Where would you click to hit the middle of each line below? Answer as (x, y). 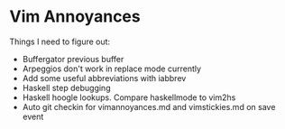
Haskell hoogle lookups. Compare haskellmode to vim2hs (129, 97)
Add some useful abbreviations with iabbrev (104, 78)
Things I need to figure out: (60, 41)
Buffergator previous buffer (73, 59)
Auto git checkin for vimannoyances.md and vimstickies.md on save (149, 106)
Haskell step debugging (66, 88)
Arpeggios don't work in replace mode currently (111, 69)
